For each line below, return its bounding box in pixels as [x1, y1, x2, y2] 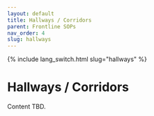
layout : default [7, 10, 54, 17]
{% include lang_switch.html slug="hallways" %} [7, 55, 148, 63]
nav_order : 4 [7, 29, 45, 37]
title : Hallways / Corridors [7, 17, 92, 24]
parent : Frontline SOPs [7, 23, 77, 30]
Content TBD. [7, 102, 47, 111]
